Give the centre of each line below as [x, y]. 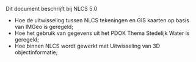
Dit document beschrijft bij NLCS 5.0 [52, 9]
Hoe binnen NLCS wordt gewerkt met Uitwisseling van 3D [87, 46]
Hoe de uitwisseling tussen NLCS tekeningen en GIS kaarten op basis [102, 20]
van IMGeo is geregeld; [44, 27]
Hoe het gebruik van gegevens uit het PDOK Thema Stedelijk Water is [102, 33]
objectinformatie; [36, 52]
